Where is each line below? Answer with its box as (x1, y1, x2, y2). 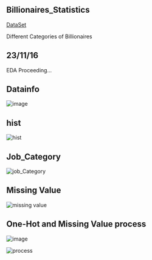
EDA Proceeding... (6, 66, 52, 74)
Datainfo (6, 84, 40, 95)
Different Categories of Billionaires (6, 33, 92, 40)
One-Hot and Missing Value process (6, 219, 147, 230)
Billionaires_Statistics (6, 5, 90, 15)
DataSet (6, 21, 27, 28)
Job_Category (6, 151, 61, 162)
